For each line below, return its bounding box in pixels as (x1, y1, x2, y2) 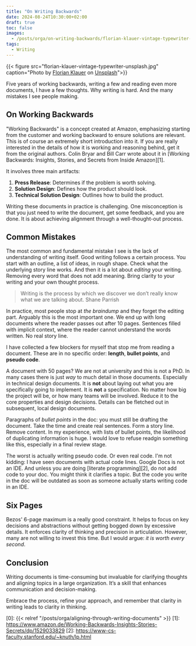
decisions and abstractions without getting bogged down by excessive (6, 522, 176, 530)
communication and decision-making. (6, 586, 97, 593)
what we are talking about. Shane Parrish (20, 296, 120, 303)
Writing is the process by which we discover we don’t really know (20, 290, 178, 297)
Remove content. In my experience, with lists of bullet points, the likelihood (6, 428, 186, 436)
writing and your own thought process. (6, 279, 99, 286)
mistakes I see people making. (6, 92, 79, 99)
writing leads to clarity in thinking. (6, 603, 87, 610)
